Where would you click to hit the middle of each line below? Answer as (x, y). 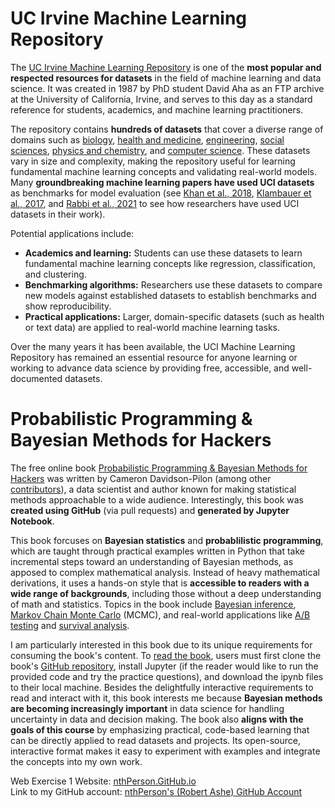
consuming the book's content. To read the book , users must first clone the (166, 655)
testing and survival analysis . (70, 625)
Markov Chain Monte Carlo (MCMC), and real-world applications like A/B (160, 614)
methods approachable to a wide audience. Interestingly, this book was (157, 499)
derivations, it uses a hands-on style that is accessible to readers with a (160, 583)
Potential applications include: (72, 233)
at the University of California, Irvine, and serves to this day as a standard (161, 99)
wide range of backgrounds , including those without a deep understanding (166, 593)
